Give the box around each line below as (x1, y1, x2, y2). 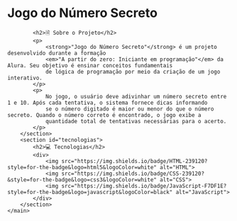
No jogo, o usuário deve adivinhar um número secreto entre (45, 93, 227, 100)
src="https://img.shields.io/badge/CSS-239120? (61, 170, 204, 177)
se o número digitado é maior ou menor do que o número (45, 105, 214, 113)
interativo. (7, 74, 43, 81)
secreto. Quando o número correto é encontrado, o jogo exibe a (7, 111, 202, 118)
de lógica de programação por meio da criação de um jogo (45, 68, 221, 75)
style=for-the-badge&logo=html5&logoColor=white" (7, 164, 158, 171)
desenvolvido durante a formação (7, 50, 106, 57)
